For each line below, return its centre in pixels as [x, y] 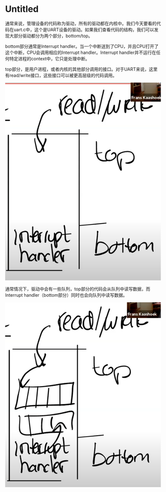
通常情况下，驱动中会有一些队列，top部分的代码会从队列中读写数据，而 [78, 289]
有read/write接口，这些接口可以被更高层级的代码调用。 [61, 75]
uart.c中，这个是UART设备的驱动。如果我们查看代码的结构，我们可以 [84, 29]
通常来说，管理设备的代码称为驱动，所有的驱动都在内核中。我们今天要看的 [81, 23]
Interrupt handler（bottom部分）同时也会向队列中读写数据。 [66, 295]
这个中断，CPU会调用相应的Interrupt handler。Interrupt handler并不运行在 [81, 52]
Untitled [22, 9]
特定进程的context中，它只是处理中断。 [49, 58]
